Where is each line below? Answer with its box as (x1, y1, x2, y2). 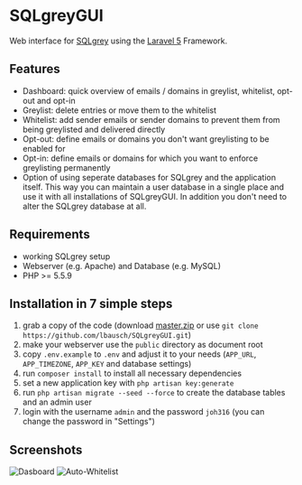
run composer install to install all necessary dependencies (22, 368, 242, 379)
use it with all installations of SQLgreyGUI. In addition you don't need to (22, 191, 287, 201)
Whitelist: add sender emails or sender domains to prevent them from (22, 114, 281, 125)
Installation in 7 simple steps (9, 295, 173, 312)
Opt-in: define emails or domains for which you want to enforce (22, 153, 259, 163)
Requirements (9, 227, 90, 242)
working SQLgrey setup (22, 250, 111, 262)
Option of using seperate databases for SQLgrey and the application (22, 172, 277, 182)
